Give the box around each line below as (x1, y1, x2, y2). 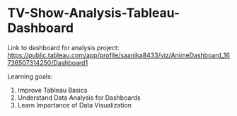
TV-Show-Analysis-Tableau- (7, 5, 180, 21)
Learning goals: (7, 72, 53, 81)
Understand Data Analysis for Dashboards (17, 93, 141, 102)
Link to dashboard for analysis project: (7, 43, 120, 52)
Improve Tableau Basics (17, 86, 88, 94)
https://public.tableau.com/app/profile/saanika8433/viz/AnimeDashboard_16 (7, 51, 230, 59)
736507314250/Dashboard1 (7, 58, 88, 66)
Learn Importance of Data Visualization (17, 100, 132, 109)
